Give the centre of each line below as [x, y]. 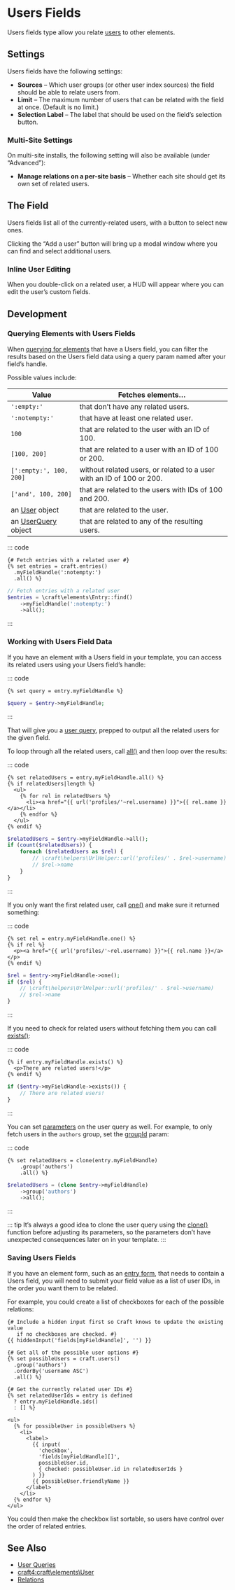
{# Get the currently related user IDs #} [70, 1389]
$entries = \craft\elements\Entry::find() [70, 597]
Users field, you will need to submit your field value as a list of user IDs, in [114, 1281]
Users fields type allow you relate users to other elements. [91, 32]
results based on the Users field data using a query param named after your [116, 356]
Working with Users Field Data [60, 642]
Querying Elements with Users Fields [71, 334]
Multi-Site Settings [40, 140]
